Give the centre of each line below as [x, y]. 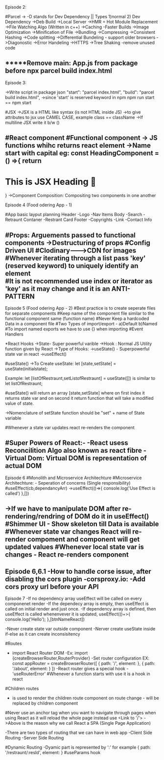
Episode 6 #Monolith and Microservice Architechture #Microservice [73, 478]
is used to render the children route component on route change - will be [85, 698]
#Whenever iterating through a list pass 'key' [75, 258]
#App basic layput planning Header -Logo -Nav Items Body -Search [74, 215]
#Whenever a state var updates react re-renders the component [70, 427]
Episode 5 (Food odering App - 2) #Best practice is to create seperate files [80, 308]
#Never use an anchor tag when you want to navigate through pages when [81, 712]
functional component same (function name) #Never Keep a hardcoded [77, 319]
